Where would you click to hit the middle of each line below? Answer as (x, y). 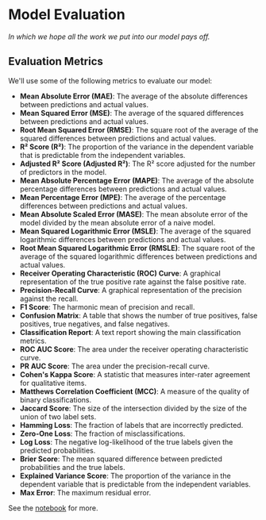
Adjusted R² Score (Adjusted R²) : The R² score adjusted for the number (137, 164)
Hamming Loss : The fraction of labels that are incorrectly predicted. (131, 425)
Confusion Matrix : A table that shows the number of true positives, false (139, 315)
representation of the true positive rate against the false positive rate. (133, 281)
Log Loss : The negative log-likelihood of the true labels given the (126, 441)
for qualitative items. (53, 383)
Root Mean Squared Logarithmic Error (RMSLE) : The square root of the (137, 248)
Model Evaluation (67, 15)
